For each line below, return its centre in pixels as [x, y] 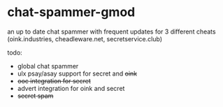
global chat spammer [48, 66]
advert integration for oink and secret [71, 88]
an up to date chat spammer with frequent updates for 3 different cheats [111, 31]
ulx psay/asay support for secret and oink [77, 73]
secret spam [35, 96]
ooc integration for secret [54, 80]
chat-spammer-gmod [71, 12]
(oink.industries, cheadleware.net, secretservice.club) [85, 38]
